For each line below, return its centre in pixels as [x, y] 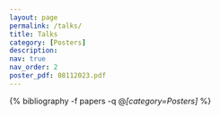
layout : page [34, 17]
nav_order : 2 [34, 68]
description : [34, 51]
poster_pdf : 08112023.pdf [57, 76]
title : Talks [34, 34]
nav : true [28, 59]
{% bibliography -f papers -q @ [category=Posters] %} [110, 101]
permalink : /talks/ [46, 26]
